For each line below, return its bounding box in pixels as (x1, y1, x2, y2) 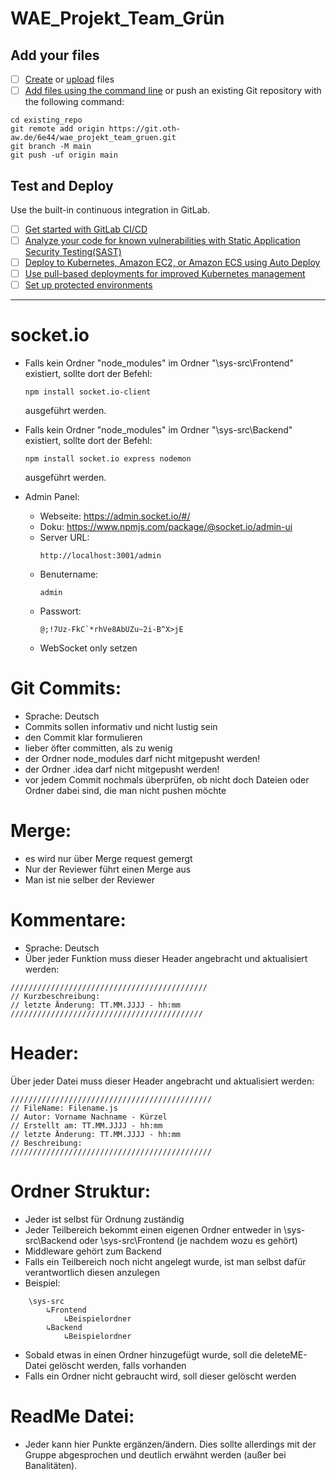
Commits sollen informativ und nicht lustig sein (24, 721, 218, 733)
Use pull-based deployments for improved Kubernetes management (24, 268, 306, 280)
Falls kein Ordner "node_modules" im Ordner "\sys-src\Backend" (24, 424, 293, 436)
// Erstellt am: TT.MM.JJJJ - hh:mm (10, 1120, 163, 1131)
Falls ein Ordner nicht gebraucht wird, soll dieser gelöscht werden (24, 1370, 297, 1382)
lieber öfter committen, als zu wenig (24, 742, 173, 754)
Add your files (10, 47, 100, 64)
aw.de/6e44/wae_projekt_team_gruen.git (10, 133, 177, 143)
